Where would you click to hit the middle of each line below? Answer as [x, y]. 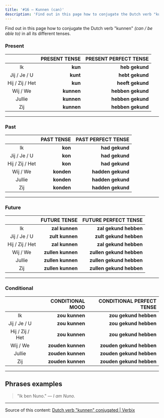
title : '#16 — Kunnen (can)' [35, 10]
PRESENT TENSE [61, 58]
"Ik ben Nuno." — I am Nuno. [46, 396]
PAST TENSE [56, 139]
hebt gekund [133, 75]
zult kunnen [63, 236]
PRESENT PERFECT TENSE [117, 58]
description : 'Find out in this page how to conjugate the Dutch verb [78, 14]
